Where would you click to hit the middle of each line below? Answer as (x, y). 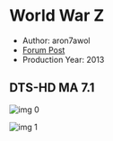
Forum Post (43, 49)
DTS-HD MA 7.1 (52, 88)
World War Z (57, 16)
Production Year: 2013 (63, 59)
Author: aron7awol (56, 40)
